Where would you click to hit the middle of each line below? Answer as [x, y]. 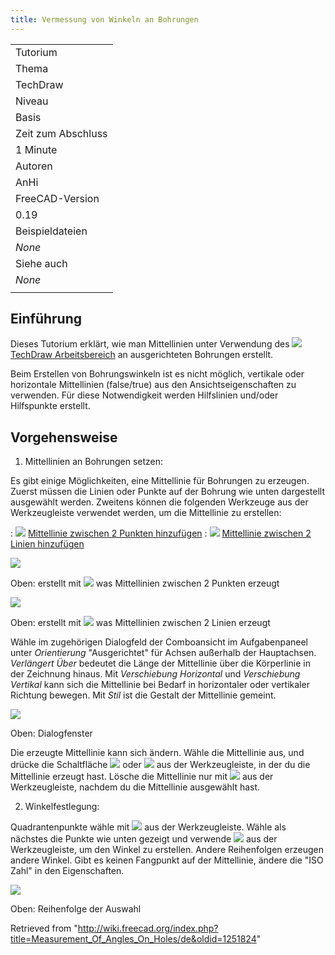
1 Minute [36, 149]
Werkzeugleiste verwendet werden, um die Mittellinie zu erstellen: [146, 513]
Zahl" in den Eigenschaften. [67, 871]
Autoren [34, 166]
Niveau [32, 101]
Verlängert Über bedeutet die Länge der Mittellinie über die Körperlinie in [160, 663]
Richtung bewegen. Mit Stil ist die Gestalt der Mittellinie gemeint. [143, 695]
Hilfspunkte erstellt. [50, 406]
